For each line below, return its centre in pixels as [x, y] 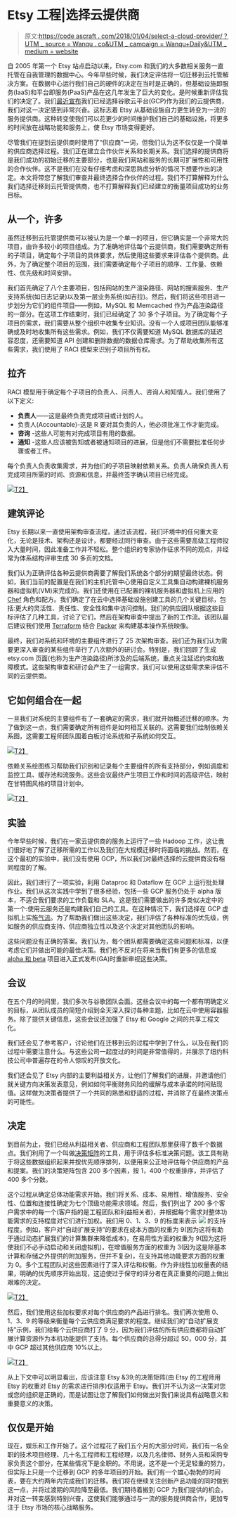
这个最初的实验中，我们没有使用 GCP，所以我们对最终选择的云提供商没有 [113, 858]
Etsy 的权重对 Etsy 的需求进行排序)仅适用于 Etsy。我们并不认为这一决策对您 [117, 1386]
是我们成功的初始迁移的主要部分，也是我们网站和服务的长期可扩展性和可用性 [118, 160]
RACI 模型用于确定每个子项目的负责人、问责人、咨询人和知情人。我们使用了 [117, 392]
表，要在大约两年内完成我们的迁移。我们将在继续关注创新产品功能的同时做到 [118, 1481]
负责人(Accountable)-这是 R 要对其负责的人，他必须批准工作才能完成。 [120, 424]
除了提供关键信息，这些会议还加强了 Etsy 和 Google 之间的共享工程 [117, 1019]
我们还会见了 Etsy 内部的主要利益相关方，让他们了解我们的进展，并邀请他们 [117, 1075]
